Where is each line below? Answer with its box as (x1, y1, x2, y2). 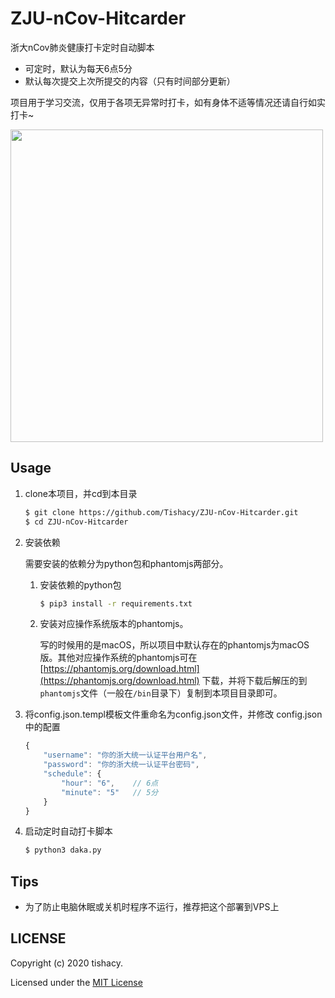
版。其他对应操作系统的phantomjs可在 (39, 652, 198, 664)
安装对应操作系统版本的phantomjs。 (39, 618, 189, 630)
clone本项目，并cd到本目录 (24, 487, 138, 499)
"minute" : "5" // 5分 (61, 787, 159, 797)
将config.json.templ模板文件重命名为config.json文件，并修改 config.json (24, 708, 323, 721)
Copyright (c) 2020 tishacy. (10, 957, 123, 969)
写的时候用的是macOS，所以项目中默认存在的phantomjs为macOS (39, 639, 310, 651)
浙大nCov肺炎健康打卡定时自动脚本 (10, 41, 155, 53)
